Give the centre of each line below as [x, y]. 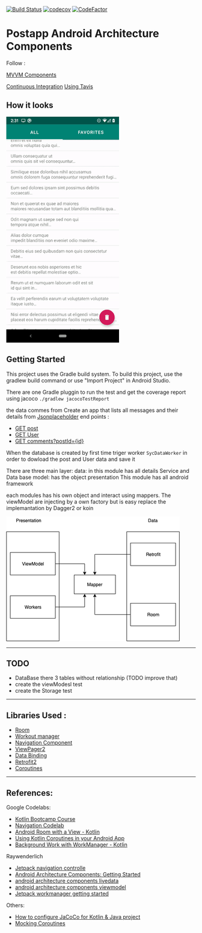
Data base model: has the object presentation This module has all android [97, 477]
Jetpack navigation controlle [50, 868]
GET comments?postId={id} [49, 441]
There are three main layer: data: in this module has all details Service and [98, 470]
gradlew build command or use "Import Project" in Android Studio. [88, 380]
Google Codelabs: [29, 807]
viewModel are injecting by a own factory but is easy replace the [86, 501]
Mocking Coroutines [40, 923]
